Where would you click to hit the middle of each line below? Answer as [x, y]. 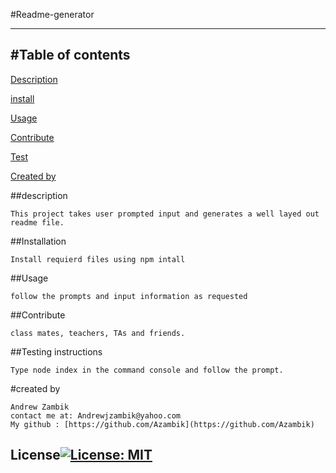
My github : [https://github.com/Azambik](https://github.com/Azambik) [162, 424]
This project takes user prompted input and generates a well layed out [165, 214]
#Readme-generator [52, 14]
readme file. [37, 222]
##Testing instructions [56, 351]
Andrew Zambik [40, 407]
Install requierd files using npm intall [98, 259]
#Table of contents [70, 55]
